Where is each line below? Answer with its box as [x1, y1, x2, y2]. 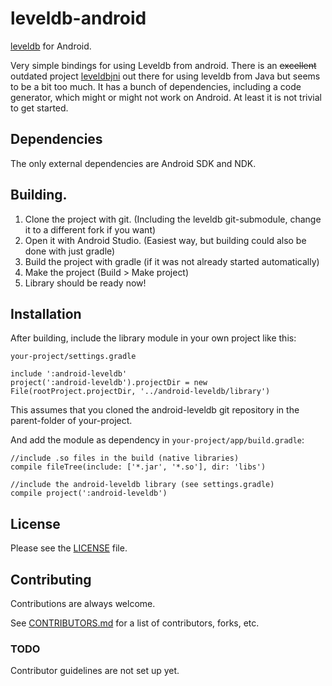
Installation [10, 305, 82, 322]
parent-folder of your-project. [10, 415, 133, 427]
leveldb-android [10, 7, 147, 30]
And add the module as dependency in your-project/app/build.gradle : [10, 434, 305, 446]
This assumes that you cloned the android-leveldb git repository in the [10, 404, 300, 416]
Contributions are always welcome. [10, 598, 156, 609]
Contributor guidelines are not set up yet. [10, 665, 180, 677]
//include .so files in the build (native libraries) [10, 453, 240, 464]
